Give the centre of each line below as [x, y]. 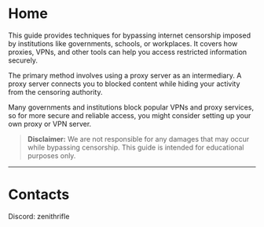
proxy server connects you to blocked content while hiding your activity [124, 84]
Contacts [39, 195]
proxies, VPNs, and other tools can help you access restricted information [128, 52]
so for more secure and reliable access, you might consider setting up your [130, 115]
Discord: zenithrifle [39, 216]
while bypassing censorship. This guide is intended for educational [136, 147]
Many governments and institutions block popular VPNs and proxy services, [131, 107]
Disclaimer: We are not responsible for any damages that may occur [138, 139]
